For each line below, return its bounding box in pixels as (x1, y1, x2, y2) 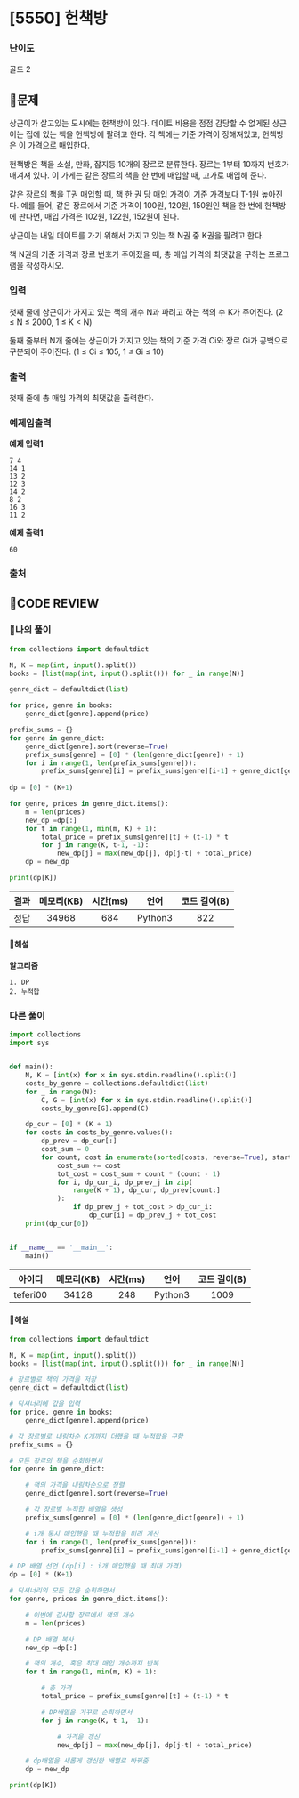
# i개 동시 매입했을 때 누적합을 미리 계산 (25, 1529, 159, 1538)
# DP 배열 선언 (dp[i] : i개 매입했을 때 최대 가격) (9, 1562, 182, 1571)
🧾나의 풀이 (9, 624, 52, 636)
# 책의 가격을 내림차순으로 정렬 (25, 1480, 125, 1490)
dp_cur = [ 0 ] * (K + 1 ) (25, 1120, 114, 1129)
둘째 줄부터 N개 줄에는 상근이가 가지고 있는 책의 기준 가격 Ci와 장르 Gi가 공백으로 (9, 335, 289, 345)
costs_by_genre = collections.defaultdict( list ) (25, 1078, 209, 1088)
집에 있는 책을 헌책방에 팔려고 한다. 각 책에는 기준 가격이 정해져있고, (25, 129, 261, 140)
